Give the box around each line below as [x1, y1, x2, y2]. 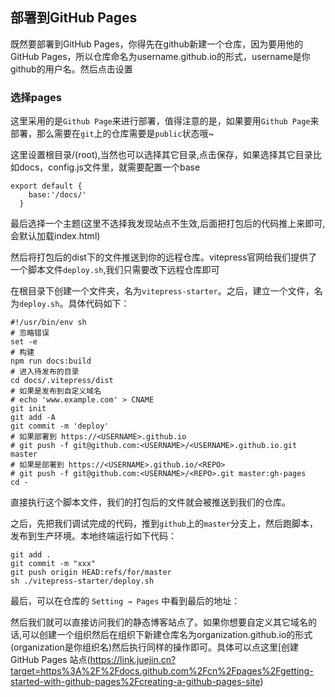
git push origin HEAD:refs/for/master [10, 568, 172, 578]
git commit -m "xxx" [10, 559, 97, 569]
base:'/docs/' [28, 190, 87, 200]
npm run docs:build [10, 356, 92, 367]
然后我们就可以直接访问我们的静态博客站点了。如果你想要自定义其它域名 [10, 616, 308, 628]
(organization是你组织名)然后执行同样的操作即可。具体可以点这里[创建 [10, 641, 300, 653]
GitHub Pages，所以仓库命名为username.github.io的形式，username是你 [10, 50, 311, 62]
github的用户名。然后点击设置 [10, 63, 133, 75]
